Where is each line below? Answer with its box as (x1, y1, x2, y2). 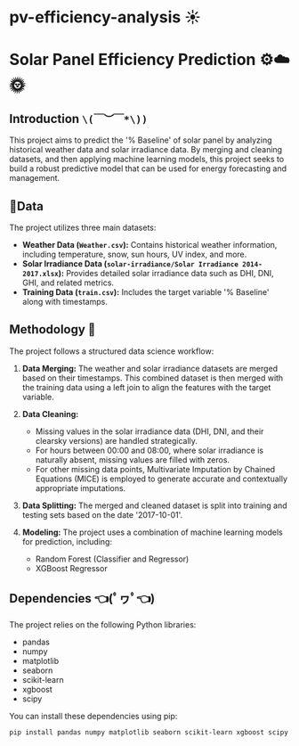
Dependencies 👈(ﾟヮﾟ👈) (9, 591, 156, 606)
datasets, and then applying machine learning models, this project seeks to (9, 154, 285, 165)
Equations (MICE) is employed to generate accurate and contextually (35, 473, 287, 484)
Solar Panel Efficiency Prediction (9, 50, 256, 70)
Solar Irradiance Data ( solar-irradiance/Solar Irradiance (21, 258, 238, 269)
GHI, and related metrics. (21, 277, 114, 288)
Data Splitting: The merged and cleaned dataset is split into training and (21, 500, 287, 511)
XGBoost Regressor (35, 562, 109, 573)
